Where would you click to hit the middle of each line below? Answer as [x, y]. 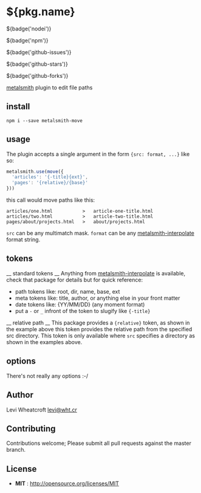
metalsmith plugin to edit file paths [49, 88]
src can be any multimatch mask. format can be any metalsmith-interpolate [100, 233]
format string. [23, 240]
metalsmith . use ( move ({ [35, 171]
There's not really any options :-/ [47, 376]
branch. [16, 450]
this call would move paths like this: [51, 200]
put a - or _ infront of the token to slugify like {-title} [83, 311]
